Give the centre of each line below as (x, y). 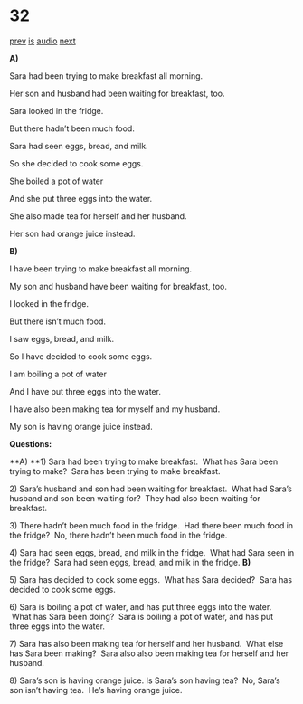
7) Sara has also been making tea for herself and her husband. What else (147, 643)
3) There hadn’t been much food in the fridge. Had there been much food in (151, 525)
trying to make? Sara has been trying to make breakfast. (115, 471)
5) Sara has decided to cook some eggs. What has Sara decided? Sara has (151, 579)
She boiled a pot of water (57, 181)
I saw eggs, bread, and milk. (62, 338)
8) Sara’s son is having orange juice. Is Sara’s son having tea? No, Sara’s (145, 680)
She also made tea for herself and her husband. (98, 216)
